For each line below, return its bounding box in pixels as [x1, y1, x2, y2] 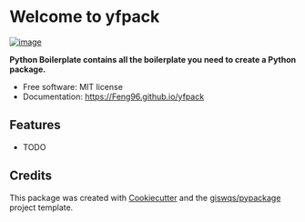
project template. [9, 202, 74, 213]
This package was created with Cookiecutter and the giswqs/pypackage [9, 192, 281, 203]
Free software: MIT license [22, 81, 123, 92]
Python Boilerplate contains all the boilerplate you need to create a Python [9, 54, 297, 65]
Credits [9, 168, 53, 184]
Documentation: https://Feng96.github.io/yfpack [22, 91, 205, 102]
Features [9, 117, 61, 133]
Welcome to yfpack [9, 6, 160, 27]
